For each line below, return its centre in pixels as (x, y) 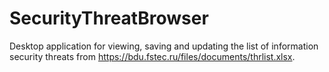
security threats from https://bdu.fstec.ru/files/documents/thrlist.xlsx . (152, 56)
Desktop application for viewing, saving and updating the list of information (164, 46)
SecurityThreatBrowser (109, 18)
